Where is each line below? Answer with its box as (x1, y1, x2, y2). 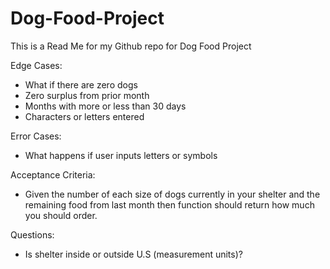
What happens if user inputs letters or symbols (24, 149, 218, 161)
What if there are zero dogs (24, 78, 138, 91)
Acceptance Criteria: (10, 168, 96, 181)
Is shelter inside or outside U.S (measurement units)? (24, 248, 243, 260)
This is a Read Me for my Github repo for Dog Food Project (10, 40, 252, 52)
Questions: (10, 228, 55, 241)
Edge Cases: (10, 59, 63, 71)
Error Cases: (10, 130, 62, 142)
